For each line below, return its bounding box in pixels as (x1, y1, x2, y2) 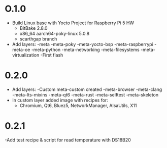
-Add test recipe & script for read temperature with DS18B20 (5, 137, 131, 143)
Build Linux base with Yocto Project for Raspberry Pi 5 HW (12, 20, 135, 26)
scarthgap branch (19, 36, 57, 42)
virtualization (12, 52, 40, 58)
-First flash (40, 52, 63, 58)
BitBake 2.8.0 (19, 25, 48, 31)
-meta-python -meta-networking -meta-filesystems (31, 46, 140, 53)
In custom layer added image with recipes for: (12, 97, 109, 103)
